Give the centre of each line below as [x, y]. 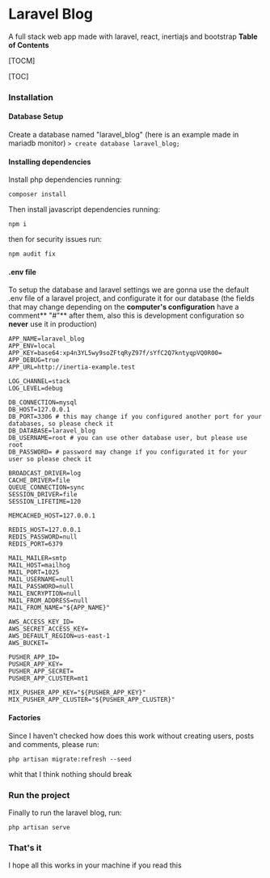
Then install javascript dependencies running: [84, 209]
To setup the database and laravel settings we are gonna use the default [129, 290]
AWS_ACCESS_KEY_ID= [41, 622]
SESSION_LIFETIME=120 [45, 502]
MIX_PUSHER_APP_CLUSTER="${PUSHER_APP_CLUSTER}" [92, 700]
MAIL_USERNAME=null [41, 580]
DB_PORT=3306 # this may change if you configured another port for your [135, 417]
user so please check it [50, 459]
